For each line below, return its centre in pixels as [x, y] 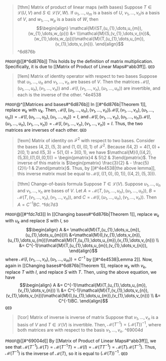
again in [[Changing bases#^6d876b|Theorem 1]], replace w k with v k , [76, 266]
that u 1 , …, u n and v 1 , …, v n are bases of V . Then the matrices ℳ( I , [83, 82]
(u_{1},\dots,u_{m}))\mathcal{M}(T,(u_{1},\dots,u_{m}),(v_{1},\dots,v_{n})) [81, 240]
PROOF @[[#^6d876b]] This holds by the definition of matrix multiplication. [79, 61]
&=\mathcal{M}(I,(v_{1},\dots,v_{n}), [105, 235]
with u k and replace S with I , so [37, 221]
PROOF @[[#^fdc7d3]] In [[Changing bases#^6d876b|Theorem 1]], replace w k [82, 215]
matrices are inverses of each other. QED [46, 130]
